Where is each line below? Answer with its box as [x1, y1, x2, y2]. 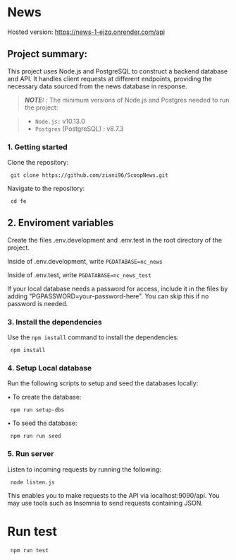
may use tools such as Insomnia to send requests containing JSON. [7, 498, 203, 507]
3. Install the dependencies [7, 317, 102, 327]
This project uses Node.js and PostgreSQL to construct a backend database [7, 66, 228, 75]
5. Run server [7, 449, 54, 459]
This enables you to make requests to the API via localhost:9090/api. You [7, 491, 220, 499]
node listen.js [10, 479, 55, 486]
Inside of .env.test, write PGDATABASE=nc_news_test [7, 270, 151, 279]
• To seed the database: [7, 419, 77, 428]
